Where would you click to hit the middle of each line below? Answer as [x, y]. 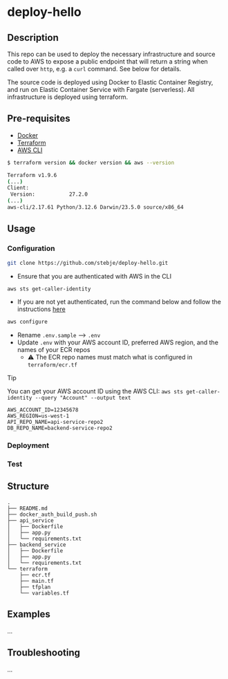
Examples [29, 614]
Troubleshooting [44, 653]
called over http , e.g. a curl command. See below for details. [94, 69]
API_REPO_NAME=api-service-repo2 [55, 422]
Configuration [31, 248]
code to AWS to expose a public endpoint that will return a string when [108, 62]
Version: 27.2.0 [49, 194]
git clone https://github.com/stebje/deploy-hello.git [88, 263]
